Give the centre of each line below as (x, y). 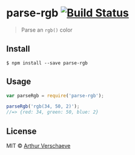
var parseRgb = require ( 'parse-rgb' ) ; (55, 95)
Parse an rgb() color (47, 30)
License (21, 131)
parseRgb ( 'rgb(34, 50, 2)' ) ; (43, 106)
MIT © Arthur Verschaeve (38, 146)
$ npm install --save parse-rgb (47, 63)
